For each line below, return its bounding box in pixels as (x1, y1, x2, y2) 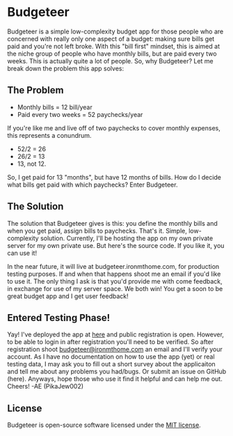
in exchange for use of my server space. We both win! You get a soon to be (7, 284, 223, 293)
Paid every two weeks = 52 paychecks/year (17, 110, 143, 118)
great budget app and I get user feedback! (7, 292, 129, 300)
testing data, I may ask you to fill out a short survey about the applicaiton (7, 360, 216, 368)
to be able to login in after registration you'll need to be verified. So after (7, 338, 214, 346)
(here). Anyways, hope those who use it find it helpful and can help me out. (7, 375, 223, 383)
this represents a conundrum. (7, 131, 92, 139)
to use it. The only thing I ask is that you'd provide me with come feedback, (7, 277, 223, 286)
